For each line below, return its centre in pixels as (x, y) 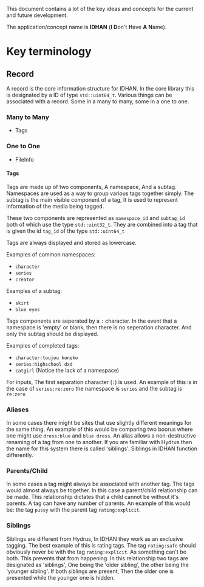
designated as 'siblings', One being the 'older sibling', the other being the (98, 565)
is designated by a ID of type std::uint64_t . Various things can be (89, 95)
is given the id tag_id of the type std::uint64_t (66, 231)
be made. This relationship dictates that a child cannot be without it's (93, 497)
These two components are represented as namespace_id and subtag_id (96, 218)
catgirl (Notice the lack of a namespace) (67, 370)
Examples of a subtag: (34, 290)
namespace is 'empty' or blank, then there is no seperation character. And (99, 327)
